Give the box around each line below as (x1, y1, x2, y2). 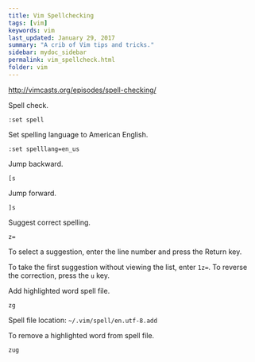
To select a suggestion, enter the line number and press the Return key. (8, 247, 242, 256)
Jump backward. (8, 159, 64, 168)
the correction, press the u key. (8, 271, 110, 280)
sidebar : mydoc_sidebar (8, 48, 87, 56)
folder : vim (8, 64, 48, 71)
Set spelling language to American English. (8, 129, 149, 139)
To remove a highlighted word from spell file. (8, 330, 155, 340)
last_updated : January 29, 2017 (8, 33, 115, 42)
